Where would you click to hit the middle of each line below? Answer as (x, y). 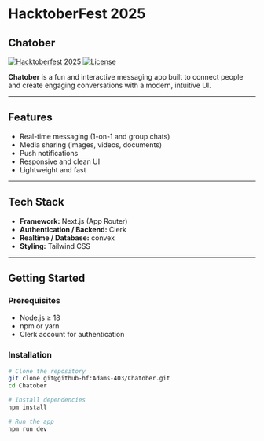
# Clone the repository (47, 371)
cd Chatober (27, 386)
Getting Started (47, 278)
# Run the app (31, 421)
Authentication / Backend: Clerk (73, 229)
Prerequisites (34, 300)
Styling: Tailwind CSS (55, 246)
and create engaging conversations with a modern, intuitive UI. (110, 85)
